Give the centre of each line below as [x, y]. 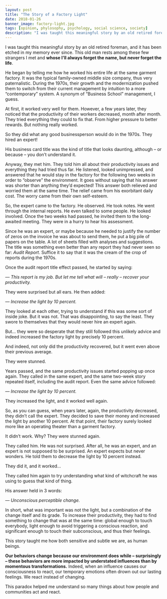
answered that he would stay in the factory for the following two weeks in [80, 175]
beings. [13, 546]
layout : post [19, 10]
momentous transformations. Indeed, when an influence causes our [76, 566]
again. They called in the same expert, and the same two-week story [75, 376]
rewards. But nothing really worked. [42, 125]
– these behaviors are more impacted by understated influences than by [81, 561]
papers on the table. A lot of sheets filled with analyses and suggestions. [80, 242]
